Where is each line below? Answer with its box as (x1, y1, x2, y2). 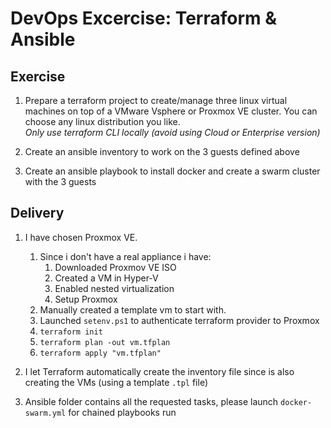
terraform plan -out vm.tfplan (39, 337, 171, 347)
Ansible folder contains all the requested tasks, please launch (24, 395, 279, 407)
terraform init (39, 327, 103, 337)
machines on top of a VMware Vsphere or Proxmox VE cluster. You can (24, 105, 318, 117)
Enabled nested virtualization (54, 282, 175, 294)
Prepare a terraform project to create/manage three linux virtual (24, 95, 288, 106)
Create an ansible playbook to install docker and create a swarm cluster (24, 165, 321, 177)
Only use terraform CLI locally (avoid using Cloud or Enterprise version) (24, 127, 321, 138)
